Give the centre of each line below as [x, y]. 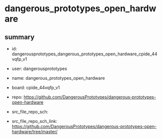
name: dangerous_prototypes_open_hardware [58, 78]
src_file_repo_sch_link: [34, 121]
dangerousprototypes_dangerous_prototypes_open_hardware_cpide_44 [84, 54]
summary [20, 37]
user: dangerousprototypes [39, 69]
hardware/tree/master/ [35, 132]
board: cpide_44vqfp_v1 [36, 88]
